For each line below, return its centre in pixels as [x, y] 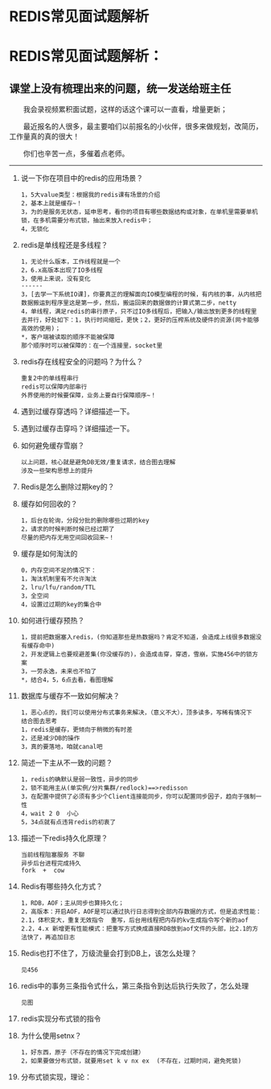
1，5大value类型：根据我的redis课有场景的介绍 [90, 195]
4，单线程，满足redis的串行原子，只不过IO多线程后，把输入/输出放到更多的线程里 [139, 312]
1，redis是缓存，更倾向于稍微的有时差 [77, 730]
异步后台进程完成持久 [51, 864]
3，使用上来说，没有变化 [55, 279]
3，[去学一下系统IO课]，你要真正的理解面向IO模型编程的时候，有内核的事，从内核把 [141, 294]
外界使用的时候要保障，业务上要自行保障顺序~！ [88, 396]
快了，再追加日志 [51, 938]
